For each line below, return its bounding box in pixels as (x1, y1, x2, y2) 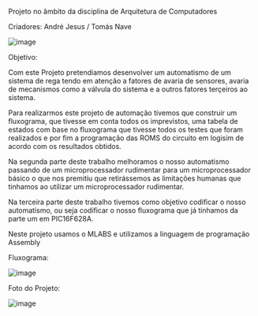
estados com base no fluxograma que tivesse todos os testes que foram (8, 125, 243, 134)
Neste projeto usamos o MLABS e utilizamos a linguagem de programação (8, 229, 250, 239)
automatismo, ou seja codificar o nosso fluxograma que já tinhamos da (8, 206, 238, 215)
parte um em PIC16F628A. (8, 214, 94, 223)
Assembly (8, 238, 41, 247)
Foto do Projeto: (8, 284, 61, 292)
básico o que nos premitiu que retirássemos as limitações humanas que (8, 173, 241, 183)
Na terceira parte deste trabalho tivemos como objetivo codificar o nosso (8, 197, 246, 206)
